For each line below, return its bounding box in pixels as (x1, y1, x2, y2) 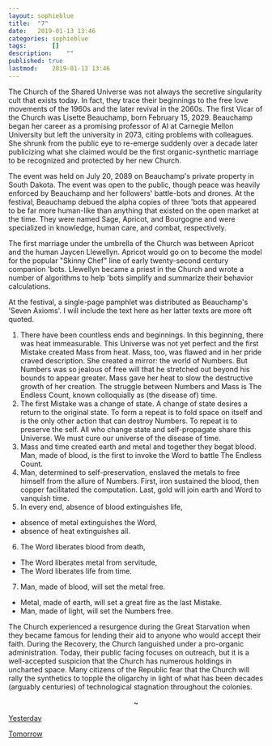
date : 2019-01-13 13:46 (8, 27, 96, 35)
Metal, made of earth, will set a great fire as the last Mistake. (19, 597, 223, 607)
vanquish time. (19, 493, 70, 502)
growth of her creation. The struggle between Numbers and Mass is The (19, 381, 262, 391)
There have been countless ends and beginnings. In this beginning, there (19, 329, 265, 340)
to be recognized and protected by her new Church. (8, 155, 182, 165)
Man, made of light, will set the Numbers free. (19, 606, 173, 616)
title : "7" (8, 19, 49, 28)
